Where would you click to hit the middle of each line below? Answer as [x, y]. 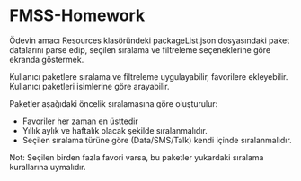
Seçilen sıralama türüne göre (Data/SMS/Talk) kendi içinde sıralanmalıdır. [157, 140]
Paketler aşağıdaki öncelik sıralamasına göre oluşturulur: [114, 103]
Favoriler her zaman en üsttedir [80, 121]
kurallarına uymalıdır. [48, 167]
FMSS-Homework [77, 16]
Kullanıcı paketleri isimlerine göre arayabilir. [89, 86]
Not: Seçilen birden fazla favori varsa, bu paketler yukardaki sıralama [137, 157]
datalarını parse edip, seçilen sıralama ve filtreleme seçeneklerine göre [140, 49]
